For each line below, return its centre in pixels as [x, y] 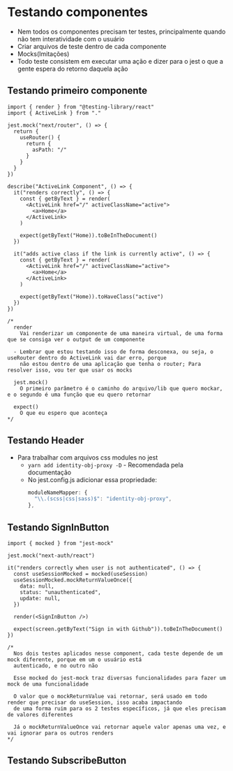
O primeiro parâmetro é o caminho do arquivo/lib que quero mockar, [121, 388]
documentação [50, 472]
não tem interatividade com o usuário [71, 38]
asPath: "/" [50, 150]
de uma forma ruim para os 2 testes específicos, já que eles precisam [120, 709]
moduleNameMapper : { [58, 493]
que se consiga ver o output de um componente [76, 339]
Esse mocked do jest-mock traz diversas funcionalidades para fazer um [120, 678]
